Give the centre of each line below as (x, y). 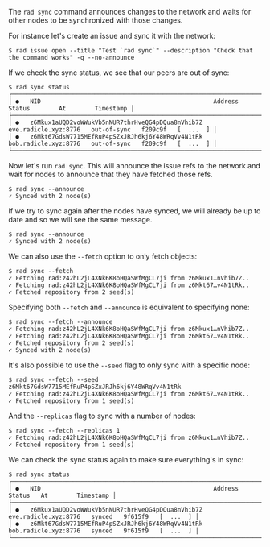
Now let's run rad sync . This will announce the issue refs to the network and (135, 166)
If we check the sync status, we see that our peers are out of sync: (119, 73)
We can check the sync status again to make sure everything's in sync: (126, 460)
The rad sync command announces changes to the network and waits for (130, 12)
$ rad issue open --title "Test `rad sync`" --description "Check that (131, 51)
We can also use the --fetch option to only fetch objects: (103, 256)
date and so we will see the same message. (80, 220)
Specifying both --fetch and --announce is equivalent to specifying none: (129, 307)
